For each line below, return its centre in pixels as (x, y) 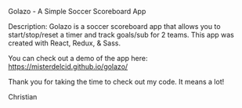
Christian (23, 97)
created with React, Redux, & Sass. (65, 43)
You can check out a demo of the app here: (78, 58)
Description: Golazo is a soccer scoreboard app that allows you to (114, 26)
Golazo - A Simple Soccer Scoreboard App (77, 11)
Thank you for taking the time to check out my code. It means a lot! (116, 82)
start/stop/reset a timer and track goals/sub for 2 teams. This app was (121, 35)
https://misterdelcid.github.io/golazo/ (68, 67)
